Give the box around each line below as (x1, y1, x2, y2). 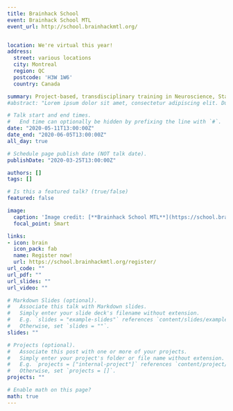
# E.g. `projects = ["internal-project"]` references (7, 361, 172, 368)
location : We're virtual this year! (7, 42, 113, 49)
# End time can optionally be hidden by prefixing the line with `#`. (7, 119, 222, 126)
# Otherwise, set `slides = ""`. (7, 323, 110, 330)
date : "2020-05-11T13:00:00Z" (7, 125, 95, 132)
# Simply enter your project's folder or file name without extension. (7, 355, 225, 362)
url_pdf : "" (7, 271, 42, 278)
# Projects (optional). (7, 342, 76, 349)
